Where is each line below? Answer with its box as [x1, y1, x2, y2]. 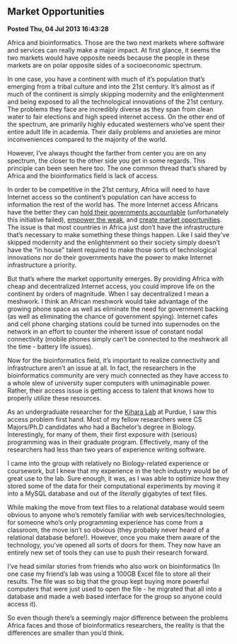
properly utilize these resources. [7, 393, 102, 402]
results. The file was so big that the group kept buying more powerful [7, 577, 209, 585]
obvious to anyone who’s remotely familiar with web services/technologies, [7, 511, 226, 519]
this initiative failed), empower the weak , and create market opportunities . [7, 215, 222, 224]
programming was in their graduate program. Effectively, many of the [7, 437, 209, 446]
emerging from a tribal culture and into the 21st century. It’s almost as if [7, 82, 215, 91]
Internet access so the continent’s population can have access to [7, 192, 197, 201]
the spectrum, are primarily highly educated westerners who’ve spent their [7, 120, 225, 129]
